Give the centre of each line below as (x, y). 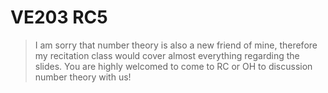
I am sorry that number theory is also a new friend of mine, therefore (176, 45)
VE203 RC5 (59, 17)
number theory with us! (83, 77)
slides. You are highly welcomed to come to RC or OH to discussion (173, 66)
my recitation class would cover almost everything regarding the (167, 55)
